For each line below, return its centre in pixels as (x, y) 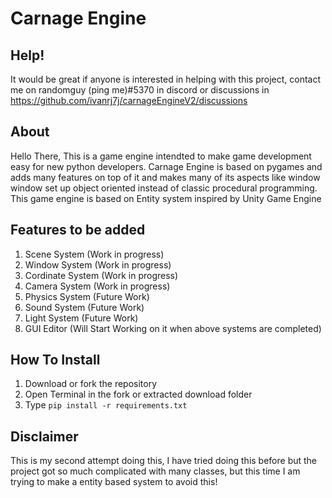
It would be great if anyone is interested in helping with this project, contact (165, 79)
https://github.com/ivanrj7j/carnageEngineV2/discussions (129, 100)
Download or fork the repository (91, 384)
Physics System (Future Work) (87, 296)
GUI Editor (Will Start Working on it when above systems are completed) (173, 328)
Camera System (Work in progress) (97, 286)
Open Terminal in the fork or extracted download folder (138, 394)
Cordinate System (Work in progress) (101, 275)
